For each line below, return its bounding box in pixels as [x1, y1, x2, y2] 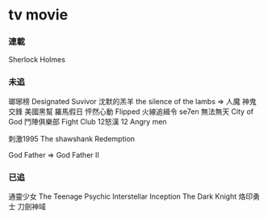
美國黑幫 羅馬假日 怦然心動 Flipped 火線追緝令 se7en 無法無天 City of [23, 107, 254, 116]
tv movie [8, 6, 69, 24]
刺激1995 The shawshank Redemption [8, 133, 136, 143]
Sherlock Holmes [8, 55, 66, 65]
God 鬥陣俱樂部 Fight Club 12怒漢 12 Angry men [8, 116, 167, 126]
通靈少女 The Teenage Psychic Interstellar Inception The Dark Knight [8, 192, 237, 201]
